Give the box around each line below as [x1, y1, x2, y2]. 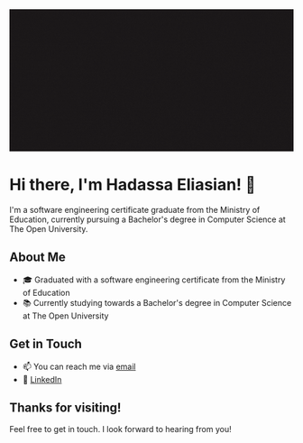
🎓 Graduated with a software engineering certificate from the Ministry [22, 274, 286, 285]
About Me [9, 250, 66, 265]
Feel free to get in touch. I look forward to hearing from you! [9, 424, 232, 435]
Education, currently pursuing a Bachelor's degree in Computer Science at [9, 214, 286, 225]
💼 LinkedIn [22, 374, 62, 384]
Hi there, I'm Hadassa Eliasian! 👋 [9, 175, 256, 195]
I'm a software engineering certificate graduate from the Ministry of [9, 204, 261, 215]
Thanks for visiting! [9, 400, 122, 415]
